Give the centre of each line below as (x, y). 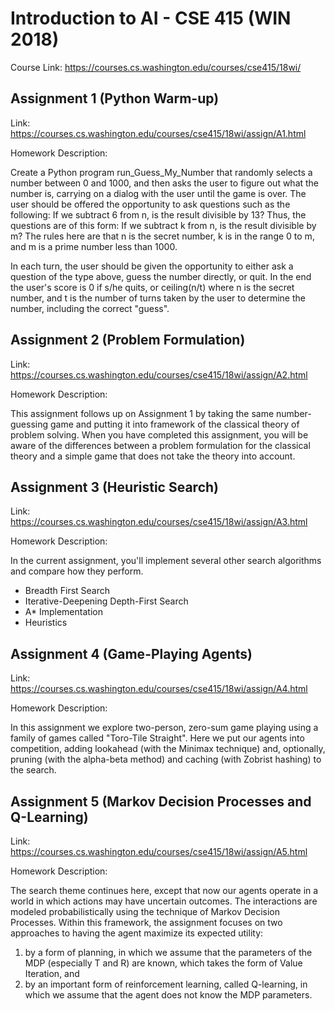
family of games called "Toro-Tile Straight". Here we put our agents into (157, 738)
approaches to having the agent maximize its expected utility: (137, 933)
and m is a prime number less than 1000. (94, 246)
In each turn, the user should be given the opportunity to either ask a (152, 266)
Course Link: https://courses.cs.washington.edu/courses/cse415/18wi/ (156, 67)
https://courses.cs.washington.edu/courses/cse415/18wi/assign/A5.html (159, 851)
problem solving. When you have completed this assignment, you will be (159, 434)
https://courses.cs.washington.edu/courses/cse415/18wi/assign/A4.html (159, 689)
